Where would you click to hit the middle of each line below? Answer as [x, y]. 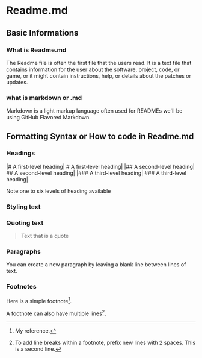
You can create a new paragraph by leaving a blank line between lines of [96, 265]
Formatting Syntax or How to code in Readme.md [100, 136]
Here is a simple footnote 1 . [39, 300]
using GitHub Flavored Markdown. [49, 118]
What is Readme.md [36, 50]
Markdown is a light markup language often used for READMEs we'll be [94, 111]
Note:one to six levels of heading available [59, 191]
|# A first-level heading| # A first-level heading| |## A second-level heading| [101, 166]
